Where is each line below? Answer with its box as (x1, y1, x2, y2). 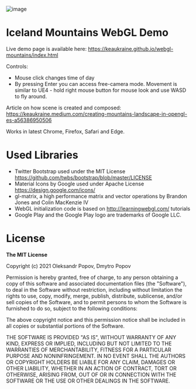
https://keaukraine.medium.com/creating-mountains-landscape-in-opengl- (6, 110, 187, 117)
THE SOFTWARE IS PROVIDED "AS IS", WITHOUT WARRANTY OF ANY (6, 333, 177, 340)
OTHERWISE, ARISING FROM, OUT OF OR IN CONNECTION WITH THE (6, 371, 177, 378)
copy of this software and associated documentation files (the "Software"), (6, 280, 187, 287)
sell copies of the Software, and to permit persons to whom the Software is (6, 298, 187, 305)
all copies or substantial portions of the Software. (6, 322, 125, 329)
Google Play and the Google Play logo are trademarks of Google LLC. (14, 211, 181, 218)
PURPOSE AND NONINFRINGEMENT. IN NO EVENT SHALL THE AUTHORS (6, 352, 186, 359)
